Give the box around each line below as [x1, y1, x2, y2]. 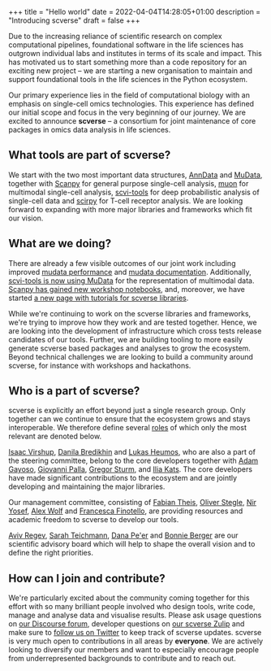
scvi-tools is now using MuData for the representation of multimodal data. [8, 276, 255, 285]
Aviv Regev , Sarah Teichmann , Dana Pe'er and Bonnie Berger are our [8, 530, 239, 540]
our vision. [8, 213, 44, 223]
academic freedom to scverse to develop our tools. [8, 515, 179, 525]
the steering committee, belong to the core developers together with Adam [8, 455, 259, 466]
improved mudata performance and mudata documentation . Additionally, [8, 267, 252, 277]
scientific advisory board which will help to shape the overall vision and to [8, 539, 256, 549]
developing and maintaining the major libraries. [8, 481, 166, 491]
